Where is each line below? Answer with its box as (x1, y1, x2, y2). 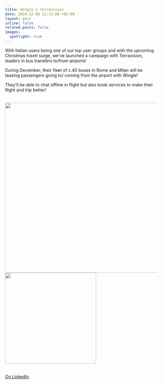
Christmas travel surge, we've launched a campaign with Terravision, (5, 52, 143, 58)
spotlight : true (9, 34, 42, 39)
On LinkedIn (5, 373, 29, 379)
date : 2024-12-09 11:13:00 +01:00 (5, 12, 75, 17)
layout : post (5, 16, 32, 21)
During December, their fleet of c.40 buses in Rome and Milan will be (5, 67, 143, 73)
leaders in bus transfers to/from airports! (5, 58, 86, 64)
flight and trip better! (5, 87, 47, 93)
